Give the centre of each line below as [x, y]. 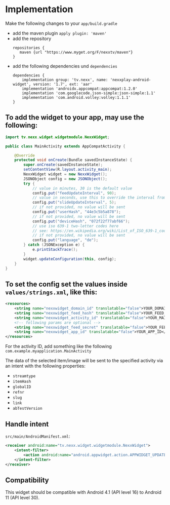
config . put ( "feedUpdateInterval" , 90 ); [74, 193]
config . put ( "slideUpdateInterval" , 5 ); [74, 203]
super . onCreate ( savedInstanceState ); [63, 165]
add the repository [32, 38]
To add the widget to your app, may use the [75, 118]
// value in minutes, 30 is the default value [82, 188]
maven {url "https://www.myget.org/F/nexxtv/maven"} [76, 52]
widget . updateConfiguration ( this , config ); [70, 259]
